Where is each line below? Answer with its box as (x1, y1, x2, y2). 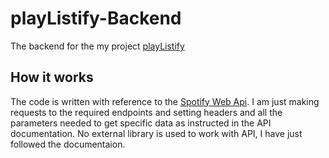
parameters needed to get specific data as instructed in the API (10, 117, 272, 129)
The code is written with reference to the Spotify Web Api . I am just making (10, 95, 320, 107)
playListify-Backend (10, 7, 182, 30)
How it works (10, 69, 94, 86)
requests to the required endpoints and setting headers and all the (10, 106, 283, 118)
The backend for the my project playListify (10, 40, 185, 52)
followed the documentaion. (10, 138, 126, 150)
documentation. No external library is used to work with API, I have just (10, 127, 303, 139)
